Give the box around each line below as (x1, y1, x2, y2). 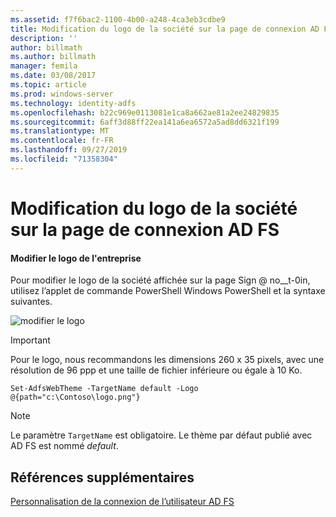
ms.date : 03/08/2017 (10, 71, 97, 81)
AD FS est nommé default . (10, 440, 119, 452)
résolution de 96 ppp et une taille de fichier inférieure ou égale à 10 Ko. (10, 364, 303, 376)
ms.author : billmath (10, 52, 97, 62)
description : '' (10, 33, 78, 43)
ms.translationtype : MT (10, 126, 110, 136)
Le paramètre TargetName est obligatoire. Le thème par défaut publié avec (10, 429, 313, 441)
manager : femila (10, 61, 78, 71)
